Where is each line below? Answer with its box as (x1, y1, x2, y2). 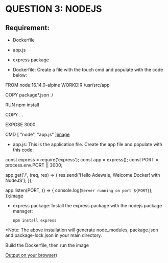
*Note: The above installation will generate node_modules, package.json (5, 227, 158, 233)
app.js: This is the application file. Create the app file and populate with (12, 141, 162, 147)
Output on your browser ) (5, 252, 58, 258)
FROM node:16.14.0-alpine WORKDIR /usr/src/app (5, 82, 110, 88)
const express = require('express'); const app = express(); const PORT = (5, 157, 159, 162)
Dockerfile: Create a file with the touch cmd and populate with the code (12, 67, 163, 73)
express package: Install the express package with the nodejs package (12, 203, 162, 208)
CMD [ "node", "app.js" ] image (5, 131, 70, 137)
